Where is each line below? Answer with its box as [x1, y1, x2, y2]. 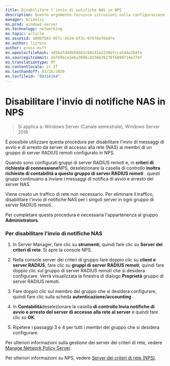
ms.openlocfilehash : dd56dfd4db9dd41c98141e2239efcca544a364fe [5, 50, 143, 55]
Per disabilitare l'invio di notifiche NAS [5, 230, 103, 237]
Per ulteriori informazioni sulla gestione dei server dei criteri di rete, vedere [5, 339, 162, 346]
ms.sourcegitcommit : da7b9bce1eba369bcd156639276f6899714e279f [5, 55, 143, 60]
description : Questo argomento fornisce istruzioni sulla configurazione [5, 12, 165, 17]
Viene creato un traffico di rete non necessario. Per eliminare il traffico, [5, 191, 154, 197]
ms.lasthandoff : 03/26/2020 [5, 69, 65, 74]
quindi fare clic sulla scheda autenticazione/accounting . [12, 294, 134, 300]
